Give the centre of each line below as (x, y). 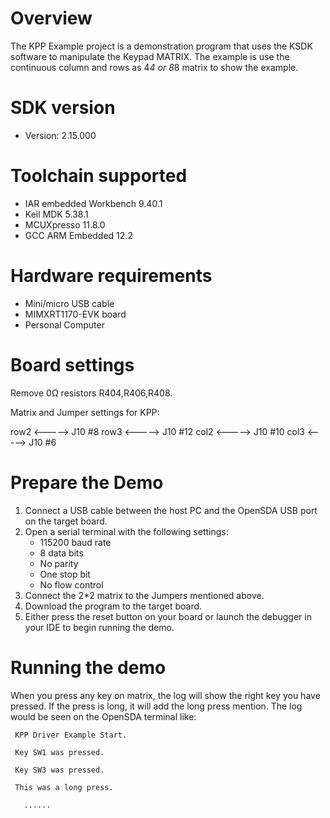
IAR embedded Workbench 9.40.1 (93, 203)
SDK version (63, 108)
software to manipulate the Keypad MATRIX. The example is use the (150, 56)
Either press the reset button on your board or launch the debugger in (168, 616)
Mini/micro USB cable (69, 303)
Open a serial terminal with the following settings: (126, 531)
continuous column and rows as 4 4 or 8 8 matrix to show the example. (154, 67)
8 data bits (61, 553)
